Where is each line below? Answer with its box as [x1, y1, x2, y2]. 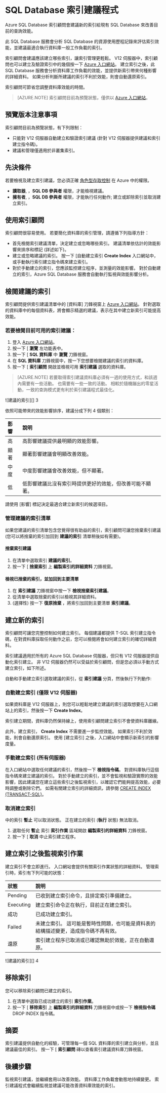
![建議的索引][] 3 [5, 397, 39, 403]
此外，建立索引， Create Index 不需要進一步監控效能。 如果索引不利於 [5, 729, 148, 734]
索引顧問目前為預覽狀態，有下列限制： [5, 124, 83, 130]
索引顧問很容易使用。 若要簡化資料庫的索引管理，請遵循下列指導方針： [5, 230, 149, 236]
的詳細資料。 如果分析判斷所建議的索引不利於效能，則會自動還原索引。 [5, 74, 149, 80]
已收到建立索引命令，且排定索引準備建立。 [35, 892, 135, 899]
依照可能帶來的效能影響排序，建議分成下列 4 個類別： [5, 408, 115, 414]
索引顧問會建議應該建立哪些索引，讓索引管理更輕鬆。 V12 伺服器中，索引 [5, 55, 154, 61]
